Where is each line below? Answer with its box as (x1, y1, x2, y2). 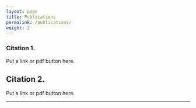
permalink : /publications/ (6, 19, 72, 25)
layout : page (6, 8, 38, 15)
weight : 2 (6, 25, 30, 31)
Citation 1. (6, 44, 36, 53)
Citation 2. (6, 74, 45, 84)
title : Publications (6, 14, 57, 20)
